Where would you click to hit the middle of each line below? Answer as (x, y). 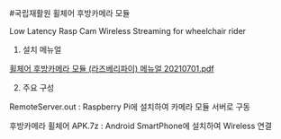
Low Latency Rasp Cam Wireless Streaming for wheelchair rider (127, 31)
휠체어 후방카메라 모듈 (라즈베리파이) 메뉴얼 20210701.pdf (112, 69)
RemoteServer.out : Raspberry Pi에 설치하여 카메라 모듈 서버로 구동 (130, 107)
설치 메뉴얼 (42, 49)
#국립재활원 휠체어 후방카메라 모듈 (70, 13)
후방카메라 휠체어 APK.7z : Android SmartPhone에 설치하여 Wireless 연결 (141, 126)
